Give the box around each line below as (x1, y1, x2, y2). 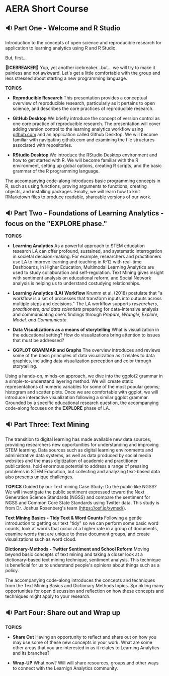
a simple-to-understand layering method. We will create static (5, 378, 133, 384)
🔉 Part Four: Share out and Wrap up (5, 608, 121, 617)
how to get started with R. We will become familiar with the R (12, 157, 138, 163)
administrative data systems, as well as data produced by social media (5, 452, 151, 458)
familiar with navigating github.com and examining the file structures (12, 137, 155, 143)
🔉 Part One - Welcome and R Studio (5, 24, 121, 32)
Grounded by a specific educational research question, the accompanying (5, 400, 159, 406)
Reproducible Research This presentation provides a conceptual (12, 95, 147, 101)
